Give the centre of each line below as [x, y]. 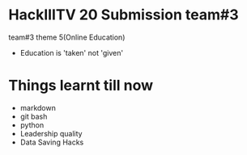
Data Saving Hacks [52, 142]
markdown [38, 107]
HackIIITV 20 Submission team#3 [123, 15]
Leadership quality [51, 133]
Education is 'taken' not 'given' [72, 52]
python [32, 125]
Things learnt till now [81, 86]
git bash [34, 116]
